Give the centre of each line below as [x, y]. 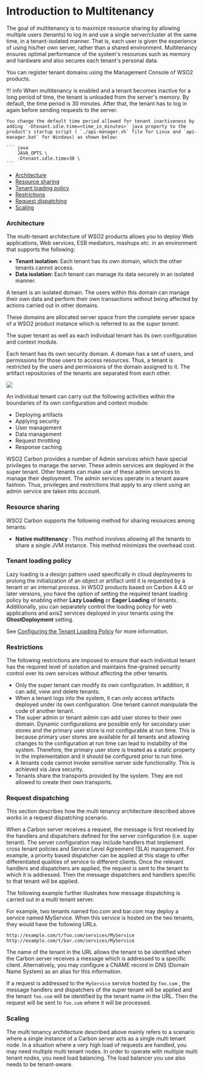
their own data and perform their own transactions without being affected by [102, 299]
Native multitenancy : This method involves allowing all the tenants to [103, 539]
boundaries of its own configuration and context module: [78, 403]
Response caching [38, 447]
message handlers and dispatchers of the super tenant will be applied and [99, 990]
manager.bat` [23, 137]
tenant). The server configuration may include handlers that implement [95, 843]
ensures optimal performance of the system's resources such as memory [98, 54]
